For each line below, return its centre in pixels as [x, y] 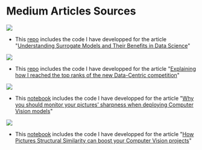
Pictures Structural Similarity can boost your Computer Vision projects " [103, 140]
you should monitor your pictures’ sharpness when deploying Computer [104, 105]
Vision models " [34, 111]
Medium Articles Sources [71, 11]
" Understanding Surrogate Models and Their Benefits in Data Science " [103, 45]
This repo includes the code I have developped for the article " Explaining [105, 68]
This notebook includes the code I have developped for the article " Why [104, 98]
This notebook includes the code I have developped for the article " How [104, 134]
